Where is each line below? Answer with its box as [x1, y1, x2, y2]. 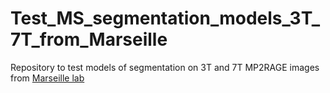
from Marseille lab [10, 72, 85, 84]
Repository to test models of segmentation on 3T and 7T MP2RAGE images [10, 61, 320, 73]
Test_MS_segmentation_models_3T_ [10, 7, 321, 30]
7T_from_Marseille [10, 28, 168, 51]
